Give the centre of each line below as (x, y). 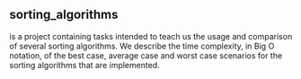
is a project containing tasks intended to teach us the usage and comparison (151, 36)
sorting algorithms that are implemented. (84, 65)
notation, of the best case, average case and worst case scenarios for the (146, 55)
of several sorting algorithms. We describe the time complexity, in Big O (142, 46)
